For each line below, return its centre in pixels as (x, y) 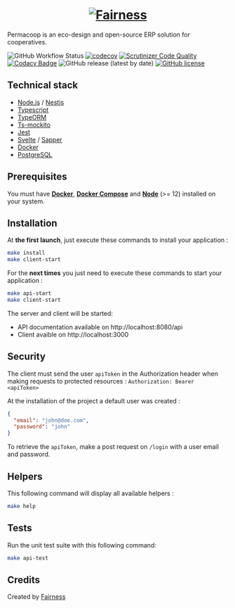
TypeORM (32, 117)
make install (26, 253)
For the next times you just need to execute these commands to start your (115, 273)
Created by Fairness (36, 597)
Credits (24, 579)
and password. (29, 455)
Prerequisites (37, 177)
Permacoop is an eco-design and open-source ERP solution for (99, 34)
